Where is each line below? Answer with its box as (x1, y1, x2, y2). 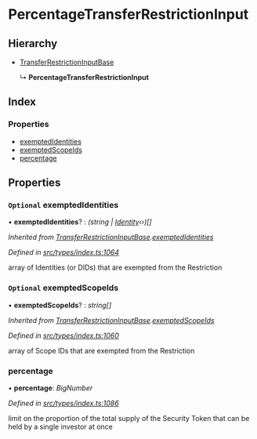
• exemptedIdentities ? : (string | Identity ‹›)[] (8, 217, 152, 227)
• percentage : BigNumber (8, 383, 93, 393)
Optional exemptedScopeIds (8, 282, 119, 293)
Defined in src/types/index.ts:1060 (8, 331, 120, 340)
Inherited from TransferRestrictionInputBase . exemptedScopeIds (8, 315, 215, 325)
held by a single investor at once (8, 422, 114, 431)
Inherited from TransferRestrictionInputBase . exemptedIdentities (8, 233, 214, 242)
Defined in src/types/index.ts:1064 (8, 248, 120, 257)
